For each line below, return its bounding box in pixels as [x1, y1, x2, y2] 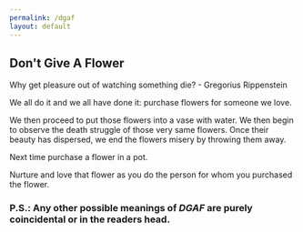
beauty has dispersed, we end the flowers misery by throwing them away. [9, 134, 287, 146]
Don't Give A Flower [9, 55, 125, 71]
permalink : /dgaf [9, 13, 76, 23]
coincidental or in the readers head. [9, 213, 171, 226]
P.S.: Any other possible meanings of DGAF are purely [9, 202, 253, 215]
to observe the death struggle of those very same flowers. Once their [9, 125, 269, 136]
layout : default [9, 22, 71, 31]
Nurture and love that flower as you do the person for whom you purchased [9, 169, 293, 180]
